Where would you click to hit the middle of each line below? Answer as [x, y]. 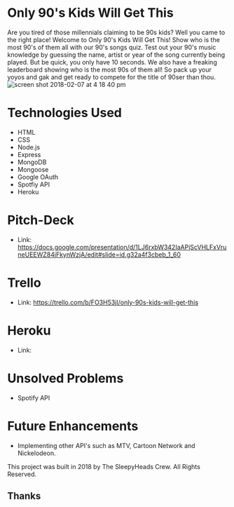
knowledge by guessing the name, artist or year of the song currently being [116, 55]
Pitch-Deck [41, 221]
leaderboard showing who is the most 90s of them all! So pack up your [110, 69]
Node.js [29, 147]
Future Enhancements [73, 426]
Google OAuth [38, 177]
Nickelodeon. [36, 453]
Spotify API [34, 398]
